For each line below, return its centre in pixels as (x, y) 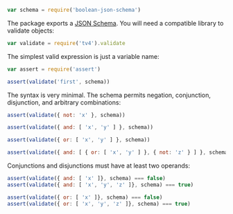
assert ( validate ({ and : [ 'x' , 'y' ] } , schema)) (80, 127)
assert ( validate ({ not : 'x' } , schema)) (67, 115)
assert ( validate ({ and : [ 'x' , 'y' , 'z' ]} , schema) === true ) (101, 185)
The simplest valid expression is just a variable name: (83, 56)
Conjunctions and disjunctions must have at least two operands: (99, 166)
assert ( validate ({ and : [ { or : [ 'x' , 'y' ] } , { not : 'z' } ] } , (107, 152)
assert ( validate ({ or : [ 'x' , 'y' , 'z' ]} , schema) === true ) (99, 204)
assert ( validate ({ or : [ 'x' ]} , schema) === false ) (85, 197)
